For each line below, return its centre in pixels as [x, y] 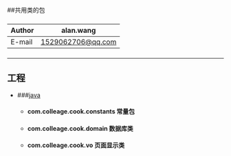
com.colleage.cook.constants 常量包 [81, 112]
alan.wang [78, 30]
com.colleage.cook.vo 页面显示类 [76, 145]
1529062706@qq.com [79, 42]
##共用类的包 [26, 10]
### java [29, 95]
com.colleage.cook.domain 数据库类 [80, 128]
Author [22, 30]
